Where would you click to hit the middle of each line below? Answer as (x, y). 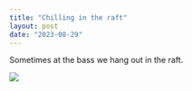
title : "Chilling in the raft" (68, 18)
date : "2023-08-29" (46, 34)
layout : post (34, 26)
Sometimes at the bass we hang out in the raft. (96, 60)
